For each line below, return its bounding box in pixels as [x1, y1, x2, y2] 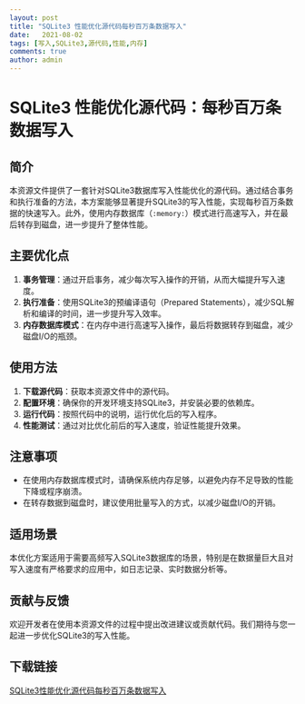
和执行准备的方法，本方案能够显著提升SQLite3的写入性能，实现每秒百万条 [9, 196, 286, 207]
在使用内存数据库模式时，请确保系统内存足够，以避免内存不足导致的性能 [22, 474, 293, 486]
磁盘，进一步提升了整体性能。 [40, 219, 152, 230]
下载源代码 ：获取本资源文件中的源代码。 [22, 385, 174, 396]
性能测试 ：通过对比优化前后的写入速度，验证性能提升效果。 [22, 420, 246, 431]
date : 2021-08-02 [9, 30, 84, 39]
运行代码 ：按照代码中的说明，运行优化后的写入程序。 [22, 408, 222, 419]
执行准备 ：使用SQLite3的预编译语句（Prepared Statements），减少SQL [22, 296, 287, 307]
